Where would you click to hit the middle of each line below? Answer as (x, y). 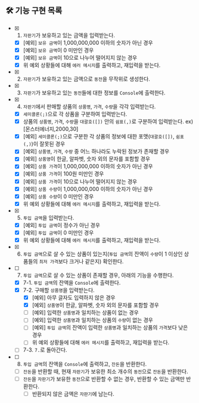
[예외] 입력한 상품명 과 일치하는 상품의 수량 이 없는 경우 (92, 320)
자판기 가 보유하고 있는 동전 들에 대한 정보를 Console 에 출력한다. (94, 93)
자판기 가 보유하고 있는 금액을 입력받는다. (69, 35)
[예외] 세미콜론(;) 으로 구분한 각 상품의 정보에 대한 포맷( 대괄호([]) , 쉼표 (103, 137)
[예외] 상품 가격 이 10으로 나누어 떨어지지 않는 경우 (80, 181)
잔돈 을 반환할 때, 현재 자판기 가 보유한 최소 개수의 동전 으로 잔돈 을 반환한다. (105, 371)
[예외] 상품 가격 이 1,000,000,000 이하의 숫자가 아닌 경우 (88, 167)
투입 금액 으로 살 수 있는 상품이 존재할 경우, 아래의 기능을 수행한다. (98, 275)
